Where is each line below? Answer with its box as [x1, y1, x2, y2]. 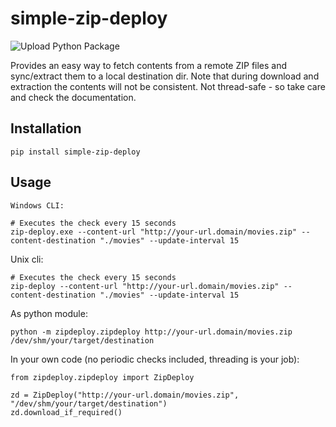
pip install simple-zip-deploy [10, 147, 141, 157]
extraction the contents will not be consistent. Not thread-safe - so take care [10, 80, 326, 92]
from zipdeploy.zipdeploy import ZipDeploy [10, 372, 195, 382]
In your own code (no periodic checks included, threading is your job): [10, 353, 300, 365]
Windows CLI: [10, 200, 65, 211]
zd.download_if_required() [10, 407, 123, 417]
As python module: [10, 307, 88, 319]
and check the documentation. [10, 91, 137, 103]
